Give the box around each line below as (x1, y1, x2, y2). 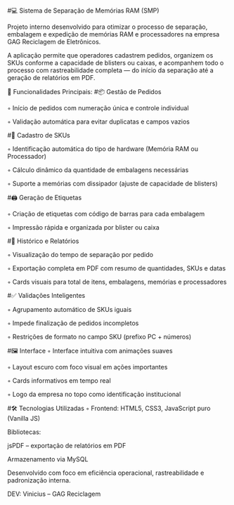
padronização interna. (7, 476, 72, 484)
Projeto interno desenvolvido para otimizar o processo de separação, (7, 22, 208, 31)
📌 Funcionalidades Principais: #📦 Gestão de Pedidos (7, 88, 162, 96)
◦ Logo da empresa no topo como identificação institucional (7, 390, 181, 398)
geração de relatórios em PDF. (7, 74, 96, 81)
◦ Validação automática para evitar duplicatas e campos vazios (7, 117, 190, 126)
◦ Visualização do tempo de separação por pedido (7, 251, 153, 258)
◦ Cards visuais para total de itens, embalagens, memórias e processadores (7, 277, 227, 286)
